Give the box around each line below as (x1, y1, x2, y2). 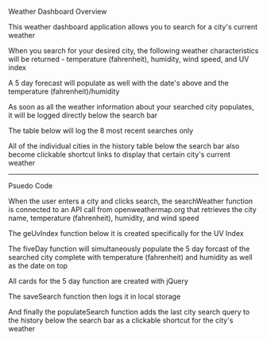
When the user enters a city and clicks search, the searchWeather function (8, 196, 253, 206)
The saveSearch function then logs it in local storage (8, 292, 181, 301)
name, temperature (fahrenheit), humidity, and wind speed (8, 214, 199, 222)
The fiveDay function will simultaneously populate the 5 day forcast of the (8, 244, 250, 253)
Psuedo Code (8, 181, 53, 190)
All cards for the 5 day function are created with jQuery (8, 276, 189, 285)
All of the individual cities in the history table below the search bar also (8, 141, 240, 150)
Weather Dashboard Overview (8, 7, 107, 16)
